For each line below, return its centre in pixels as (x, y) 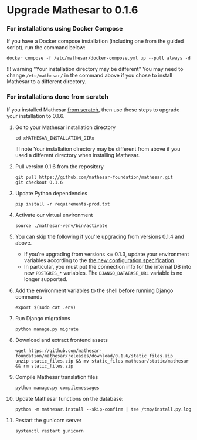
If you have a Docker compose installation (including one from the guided (95, 41)
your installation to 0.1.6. (36, 116)
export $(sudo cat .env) (45, 307)
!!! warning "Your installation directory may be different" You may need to (95, 69)
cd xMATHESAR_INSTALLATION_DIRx (55, 138)
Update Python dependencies (51, 193)
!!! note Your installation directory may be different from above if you (98, 149)
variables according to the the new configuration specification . (100, 260)
